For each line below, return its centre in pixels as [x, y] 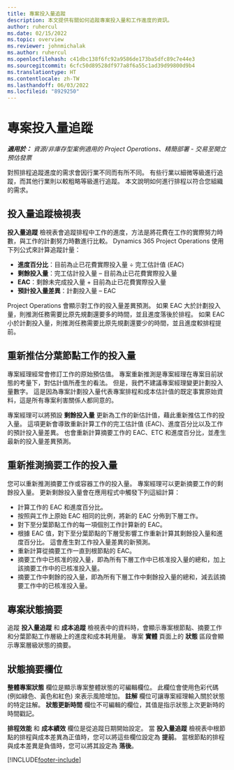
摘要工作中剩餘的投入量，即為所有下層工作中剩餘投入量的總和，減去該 [118, 577]
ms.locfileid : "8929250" [43, 91]
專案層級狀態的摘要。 [44, 645]
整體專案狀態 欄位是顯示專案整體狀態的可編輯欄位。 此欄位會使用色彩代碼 [113, 688]
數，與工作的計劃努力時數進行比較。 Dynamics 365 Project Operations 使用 [116, 241]
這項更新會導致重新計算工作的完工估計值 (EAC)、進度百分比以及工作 [125, 424]
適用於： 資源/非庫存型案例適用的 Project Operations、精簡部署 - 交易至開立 [117, 149]
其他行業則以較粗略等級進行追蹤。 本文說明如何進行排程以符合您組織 [124, 182]
